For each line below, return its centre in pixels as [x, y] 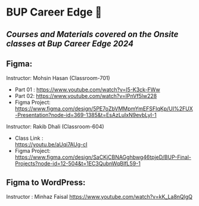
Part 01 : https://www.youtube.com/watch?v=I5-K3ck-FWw [87, 90]
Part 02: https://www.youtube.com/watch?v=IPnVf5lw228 [86, 96]
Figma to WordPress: [46, 182]
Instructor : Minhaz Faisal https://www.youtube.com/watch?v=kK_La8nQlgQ [99, 197]
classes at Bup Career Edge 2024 [70, 43]
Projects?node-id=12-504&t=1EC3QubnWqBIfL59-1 [78, 164]
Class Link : [29, 138]
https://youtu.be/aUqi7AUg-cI [51, 144]
